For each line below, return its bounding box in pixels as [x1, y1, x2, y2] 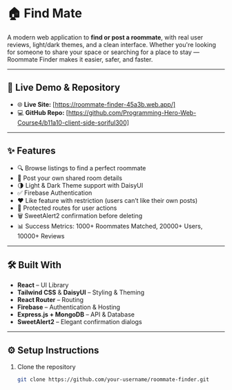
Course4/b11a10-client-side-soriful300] [17, 118, 130, 127]
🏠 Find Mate [7, 6, 83, 21]
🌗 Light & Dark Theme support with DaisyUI [17, 181, 144, 189]
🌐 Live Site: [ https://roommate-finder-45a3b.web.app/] [17, 100, 176, 108]
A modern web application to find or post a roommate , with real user [7, 33, 204, 42]
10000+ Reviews [17, 231, 65, 240]
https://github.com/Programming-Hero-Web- [68, 108, 197, 116]
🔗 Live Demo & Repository [7, 82, 121, 94]
